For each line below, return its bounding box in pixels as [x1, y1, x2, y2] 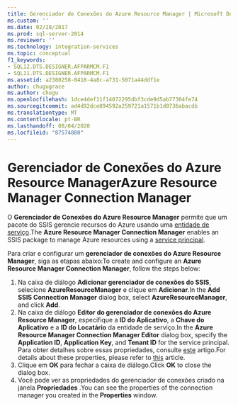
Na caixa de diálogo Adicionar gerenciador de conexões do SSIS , [17, 278, 211, 287]
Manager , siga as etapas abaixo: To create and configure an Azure [7, 256, 202, 266]
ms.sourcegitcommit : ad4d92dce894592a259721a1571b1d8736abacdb [7, 103, 198, 110]
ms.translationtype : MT [7, 109, 78, 116]
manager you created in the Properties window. [17, 391, 158, 400]
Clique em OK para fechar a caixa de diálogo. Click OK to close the [17, 361, 212, 369]
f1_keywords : [7, 57, 46, 64]
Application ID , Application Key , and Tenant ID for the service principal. [17, 338, 230, 347]
